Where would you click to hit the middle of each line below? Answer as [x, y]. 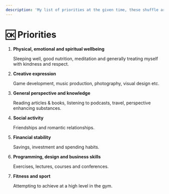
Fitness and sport [32, 176]
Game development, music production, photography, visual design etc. [86, 83]
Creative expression [35, 74]
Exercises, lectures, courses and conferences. [61, 166]
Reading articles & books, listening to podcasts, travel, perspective [82, 103]
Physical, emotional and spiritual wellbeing [59, 49]
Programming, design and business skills [57, 156]
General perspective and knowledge [52, 93]
